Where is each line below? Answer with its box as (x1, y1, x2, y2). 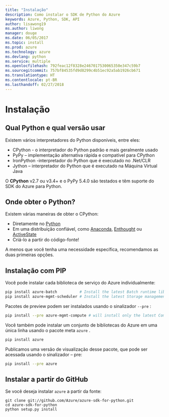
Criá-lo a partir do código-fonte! (12, 237, 79, 243)
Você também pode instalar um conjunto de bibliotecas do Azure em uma (5, 322, 157, 328)
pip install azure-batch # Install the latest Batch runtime (5, 289, 156, 294)
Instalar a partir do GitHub (5, 375, 89, 384)
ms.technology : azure (5, 49, 51, 54)
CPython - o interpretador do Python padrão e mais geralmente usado (12, 147, 158, 153)
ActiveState (12, 232, 37, 238)
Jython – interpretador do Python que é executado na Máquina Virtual (12, 163, 157, 169)
